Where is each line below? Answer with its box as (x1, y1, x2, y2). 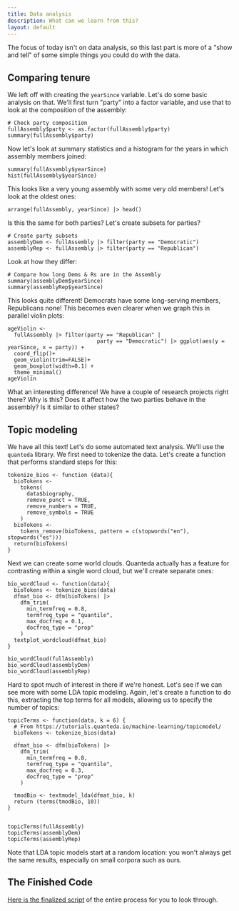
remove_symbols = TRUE (26, 509, 94, 516)
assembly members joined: (7, 152, 87, 161)
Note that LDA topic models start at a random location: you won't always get (7, 848, 232, 857)
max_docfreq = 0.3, (26, 767, 84, 774)
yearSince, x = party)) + (7, 344, 84, 351)
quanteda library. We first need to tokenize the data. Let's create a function (7, 451, 226, 458)
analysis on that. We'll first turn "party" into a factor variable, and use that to (7, 98, 232, 107)
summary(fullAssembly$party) (7, 132, 94, 139)
